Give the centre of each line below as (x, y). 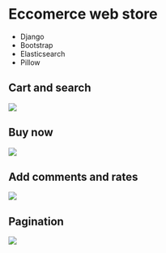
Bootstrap (36, 45)
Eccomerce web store (83, 14)
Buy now (31, 133)
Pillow (30, 62)
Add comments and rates (73, 176)
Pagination (36, 221)
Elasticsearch (43, 54)
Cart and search (50, 88)
